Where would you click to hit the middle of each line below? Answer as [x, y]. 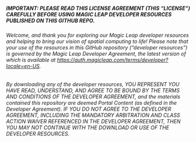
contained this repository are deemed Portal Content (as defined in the [92, 102]
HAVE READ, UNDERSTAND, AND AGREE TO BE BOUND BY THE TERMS [93, 90]
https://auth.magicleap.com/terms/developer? [113, 60]
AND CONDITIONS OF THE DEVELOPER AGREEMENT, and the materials [93, 97]
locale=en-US [23, 66]
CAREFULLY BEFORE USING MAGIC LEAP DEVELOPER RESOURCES [89, 14]
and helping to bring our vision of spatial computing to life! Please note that [97, 41]
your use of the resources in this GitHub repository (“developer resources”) [97, 47]
